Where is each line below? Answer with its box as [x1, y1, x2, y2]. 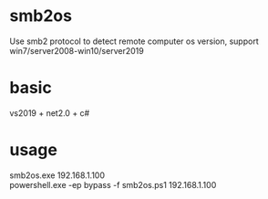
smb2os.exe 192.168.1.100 [9, 170, 106, 181]
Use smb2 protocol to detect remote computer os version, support [9, 36, 259, 47]
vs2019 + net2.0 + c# [9, 107, 90, 119]
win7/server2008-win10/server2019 [9, 45, 144, 56]
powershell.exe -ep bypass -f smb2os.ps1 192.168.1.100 [9, 179, 217, 190]
